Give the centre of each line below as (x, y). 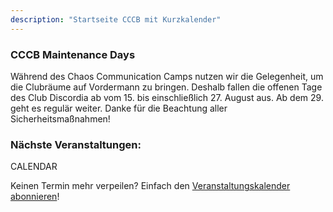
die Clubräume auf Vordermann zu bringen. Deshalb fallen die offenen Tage (166, 87)
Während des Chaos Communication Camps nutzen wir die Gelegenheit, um (167, 76)
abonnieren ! (35, 197)
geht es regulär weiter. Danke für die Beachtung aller (119, 108)
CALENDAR (34, 167)
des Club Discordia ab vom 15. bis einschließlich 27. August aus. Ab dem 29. (167, 97)
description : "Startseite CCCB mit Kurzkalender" (116, 19)
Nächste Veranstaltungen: (76, 144)
